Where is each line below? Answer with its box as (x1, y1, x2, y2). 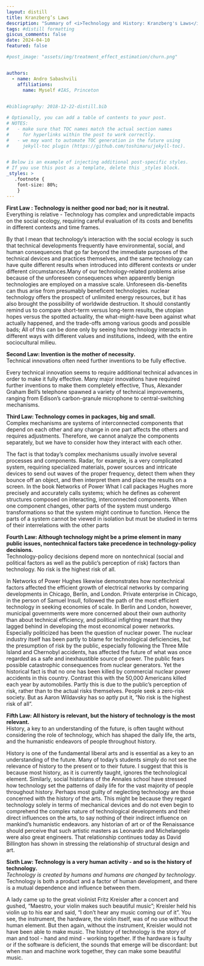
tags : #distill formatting (6, 26, 75, 32)
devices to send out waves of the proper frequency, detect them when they (6, 469, 195, 477)
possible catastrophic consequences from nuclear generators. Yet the (6, 661, 182, 669)
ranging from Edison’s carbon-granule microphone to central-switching (6, 395, 185, 402)
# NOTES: (6, 120, 29, 126)
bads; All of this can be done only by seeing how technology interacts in (6, 326, 187, 333)
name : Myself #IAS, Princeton (22, 87, 99, 93)
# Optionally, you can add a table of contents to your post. (6, 115, 167, 121)
